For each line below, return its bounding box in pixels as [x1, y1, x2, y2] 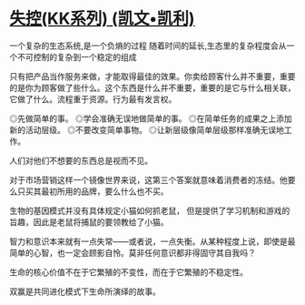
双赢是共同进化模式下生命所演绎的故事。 [9, 286, 161, 297]
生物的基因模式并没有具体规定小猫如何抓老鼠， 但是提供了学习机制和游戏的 [9, 205, 290, 216]
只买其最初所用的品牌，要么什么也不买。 [16, 186, 169, 197]
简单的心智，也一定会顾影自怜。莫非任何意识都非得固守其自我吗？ [9, 247, 256, 258]
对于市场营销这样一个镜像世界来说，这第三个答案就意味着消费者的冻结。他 [9, 174, 288, 185]
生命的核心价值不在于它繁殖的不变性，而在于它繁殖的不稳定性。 [9, 266, 248, 278]
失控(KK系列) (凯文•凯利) [9, 8, 195, 29]
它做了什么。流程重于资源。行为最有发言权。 [9, 93, 177, 105]
